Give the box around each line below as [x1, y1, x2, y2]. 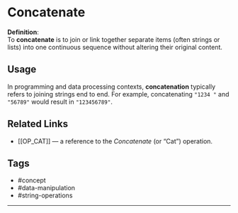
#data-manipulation [17, 184, 76, 192]
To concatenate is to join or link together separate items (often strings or [7, 35, 220, 43]
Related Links [7, 118, 69, 130]
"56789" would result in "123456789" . [7, 97, 113, 106]
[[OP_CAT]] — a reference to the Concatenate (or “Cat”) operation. [17, 136, 213, 146]
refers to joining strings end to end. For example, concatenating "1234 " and [7, 89, 229, 98]
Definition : [7, 28, 39, 36]
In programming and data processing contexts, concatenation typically [7, 82, 216, 91]
